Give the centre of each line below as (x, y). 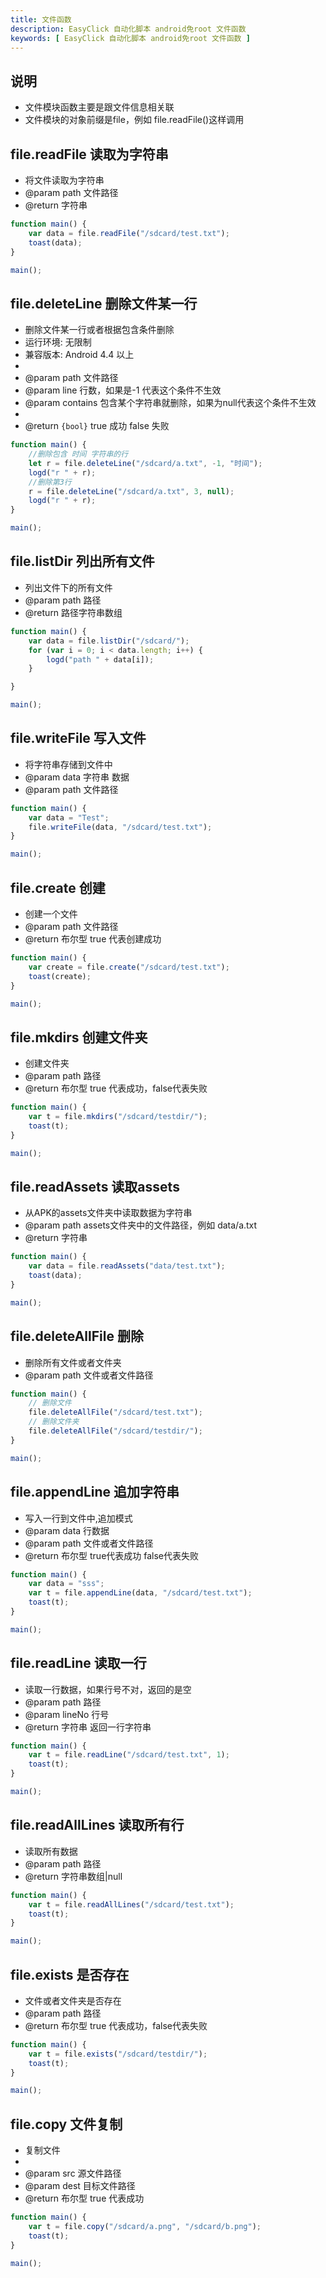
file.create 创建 (58, 887)
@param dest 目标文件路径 (80, 2186)
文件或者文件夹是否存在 (73, 2000)
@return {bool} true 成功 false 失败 (97, 426)
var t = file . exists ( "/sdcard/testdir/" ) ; (118, 2054)
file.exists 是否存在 (70, 1974)
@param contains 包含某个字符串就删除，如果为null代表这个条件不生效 (170, 403)
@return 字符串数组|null (73, 1876)
